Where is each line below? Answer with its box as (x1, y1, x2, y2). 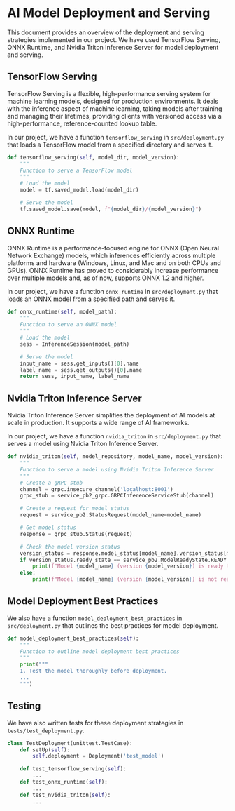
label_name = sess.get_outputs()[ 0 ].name (20, 366, 142, 373)
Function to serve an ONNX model (20, 321, 117, 328)
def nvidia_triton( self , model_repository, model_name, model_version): (7, 453, 224, 460)
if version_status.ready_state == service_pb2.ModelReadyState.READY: (20, 556, 230, 563)
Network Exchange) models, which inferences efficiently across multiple (7, 251, 216, 260)
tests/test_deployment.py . (7, 726, 85, 735)
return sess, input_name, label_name (20, 373, 130, 380)
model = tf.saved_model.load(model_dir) (20, 187, 139, 194)
